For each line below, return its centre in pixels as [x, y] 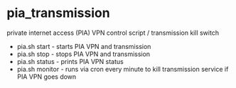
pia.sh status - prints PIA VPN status [70, 61]
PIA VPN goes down [47, 77]
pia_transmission [59, 13]
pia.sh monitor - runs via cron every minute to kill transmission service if [123, 69]
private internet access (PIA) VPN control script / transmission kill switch [113, 33]
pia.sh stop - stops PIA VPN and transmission [84, 54]
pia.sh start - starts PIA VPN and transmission [84, 46]
